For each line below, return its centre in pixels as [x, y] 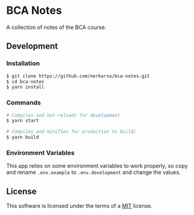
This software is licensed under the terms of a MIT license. [79, 206]
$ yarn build [23, 137]
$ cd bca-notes [25, 82]
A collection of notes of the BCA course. [57, 27]
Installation [23, 63]
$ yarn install [25, 87]
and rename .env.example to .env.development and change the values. [94, 172]
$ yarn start [23, 121]
